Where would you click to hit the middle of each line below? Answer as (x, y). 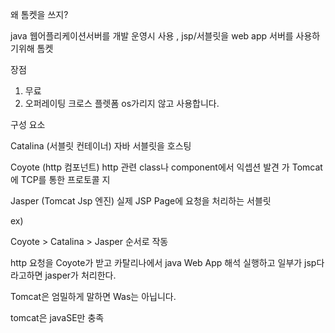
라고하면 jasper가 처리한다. (63, 275)
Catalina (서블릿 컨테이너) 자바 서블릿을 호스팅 (101, 146)
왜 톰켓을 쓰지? (39, 14)
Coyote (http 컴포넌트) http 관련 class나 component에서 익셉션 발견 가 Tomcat (166, 167)
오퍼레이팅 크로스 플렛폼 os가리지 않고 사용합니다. (122, 103)
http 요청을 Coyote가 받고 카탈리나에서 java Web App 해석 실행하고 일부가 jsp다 (167, 262)
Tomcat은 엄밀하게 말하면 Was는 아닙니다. (93, 296)
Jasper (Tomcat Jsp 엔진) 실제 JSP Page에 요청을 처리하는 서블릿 (141, 201)
